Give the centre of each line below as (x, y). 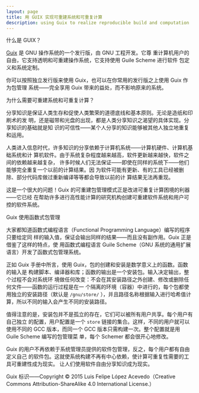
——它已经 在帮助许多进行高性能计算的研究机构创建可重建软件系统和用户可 (98, 197)
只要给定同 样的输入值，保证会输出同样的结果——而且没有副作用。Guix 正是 (99, 237)
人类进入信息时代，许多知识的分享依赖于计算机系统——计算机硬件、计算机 (97, 148)
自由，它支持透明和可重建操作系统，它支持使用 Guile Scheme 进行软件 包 (95, 60)
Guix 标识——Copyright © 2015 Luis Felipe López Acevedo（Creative (91, 376)
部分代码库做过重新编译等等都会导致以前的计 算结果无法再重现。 (95, 177)
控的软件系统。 (24, 205)
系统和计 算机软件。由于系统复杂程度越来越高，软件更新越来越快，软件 (97, 155)
